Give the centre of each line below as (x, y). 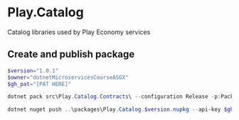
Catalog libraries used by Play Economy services (79, 32)
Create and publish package (71, 54)
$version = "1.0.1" (33, 71)
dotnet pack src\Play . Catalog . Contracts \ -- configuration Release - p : (114, 97)
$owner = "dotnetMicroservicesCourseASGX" (68, 77)
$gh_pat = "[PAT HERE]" (39, 84)
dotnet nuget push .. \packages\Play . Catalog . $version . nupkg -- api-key (114, 110)
